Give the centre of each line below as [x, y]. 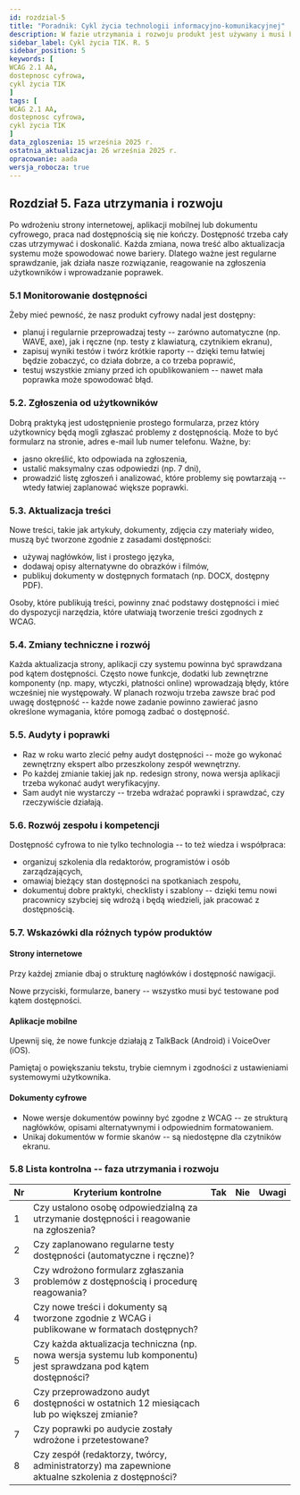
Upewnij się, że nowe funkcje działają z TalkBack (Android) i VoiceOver [140, 1041]
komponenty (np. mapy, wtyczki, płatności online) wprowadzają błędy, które [149, 683]
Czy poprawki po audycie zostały [102, 1429]
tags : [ [24, 101]
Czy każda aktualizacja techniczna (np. [115, 1344]
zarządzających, [52, 871]
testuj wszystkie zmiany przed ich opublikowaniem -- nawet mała [142, 370]
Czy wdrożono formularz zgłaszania [108, 1270]
